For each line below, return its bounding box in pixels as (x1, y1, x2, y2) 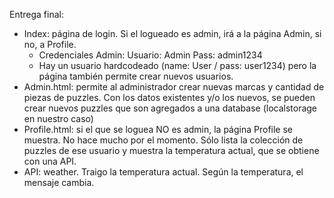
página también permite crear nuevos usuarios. (38, 70, 234, 82)
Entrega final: (9, 9, 64, 20)
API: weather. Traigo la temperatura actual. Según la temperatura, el (23, 166, 304, 178)
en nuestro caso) (23, 113, 94, 124)
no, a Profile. (23, 39, 77, 50)
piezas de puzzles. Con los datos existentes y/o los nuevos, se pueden (23, 92, 316, 103)
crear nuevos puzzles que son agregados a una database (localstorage (23, 102, 318, 114)
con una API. (23, 155, 77, 167)
